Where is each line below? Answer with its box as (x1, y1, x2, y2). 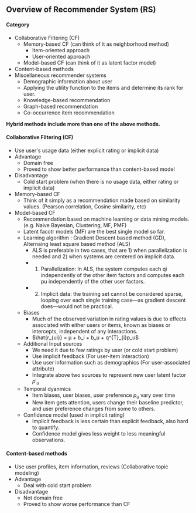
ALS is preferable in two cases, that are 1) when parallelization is (32, 247, 187, 254)
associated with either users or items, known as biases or (32, 321, 171, 328)
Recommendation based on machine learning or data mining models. (23, 215, 190, 222)
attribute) (32, 365, 54, 372)
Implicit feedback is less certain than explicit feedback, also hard (32, 418, 188, 425)
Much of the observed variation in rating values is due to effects (32, 315, 187, 322)
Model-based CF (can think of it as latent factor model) (23, 59, 156, 66)
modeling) (14, 469, 39, 476)
